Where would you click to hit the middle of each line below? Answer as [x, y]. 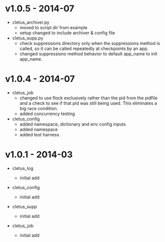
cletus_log [23, 168]
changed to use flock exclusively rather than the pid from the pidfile [89, 98]
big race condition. [39, 108]
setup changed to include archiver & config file [67, 33]
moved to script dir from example [54, 27]
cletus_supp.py [28, 38]
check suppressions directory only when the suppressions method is [90, 43]
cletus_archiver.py [31, 22]
